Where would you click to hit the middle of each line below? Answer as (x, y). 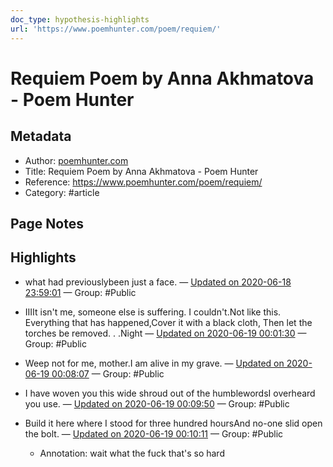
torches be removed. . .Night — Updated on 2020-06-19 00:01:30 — (165, 333)
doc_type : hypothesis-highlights (80, 19)
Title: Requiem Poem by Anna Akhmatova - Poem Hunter (141, 171)
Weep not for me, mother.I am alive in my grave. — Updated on (154, 363)
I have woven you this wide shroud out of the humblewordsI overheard (170, 393)
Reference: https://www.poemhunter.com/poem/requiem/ (143, 182)
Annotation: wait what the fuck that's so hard (132, 453)
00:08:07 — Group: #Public (108, 373)
